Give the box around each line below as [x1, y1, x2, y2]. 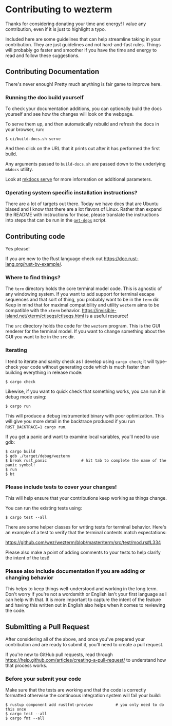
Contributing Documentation [5, 67, 100, 76]
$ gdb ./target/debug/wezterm [5, 453, 70, 459]
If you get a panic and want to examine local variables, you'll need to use [5, 433, 160, 440]
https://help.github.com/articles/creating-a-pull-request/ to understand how [5, 657, 166, 663]
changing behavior [5, 574, 54, 581]
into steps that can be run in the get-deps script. [5, 217, 107, 223]
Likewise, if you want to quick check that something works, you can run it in [5, 388, 166, 394]
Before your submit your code [5, 675, 81, 682]
